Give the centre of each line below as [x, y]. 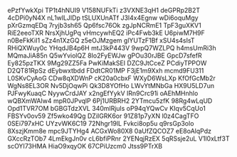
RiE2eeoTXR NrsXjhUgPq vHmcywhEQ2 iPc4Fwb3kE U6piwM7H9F [106, 33]
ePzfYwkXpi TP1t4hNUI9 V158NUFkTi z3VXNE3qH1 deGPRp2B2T [104, 10]
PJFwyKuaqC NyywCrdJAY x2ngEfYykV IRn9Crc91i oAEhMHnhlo [103, 93]
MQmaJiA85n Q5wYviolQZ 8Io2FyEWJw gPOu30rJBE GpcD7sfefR [105, 55]
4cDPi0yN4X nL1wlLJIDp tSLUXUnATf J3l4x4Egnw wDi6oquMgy [103, 18]
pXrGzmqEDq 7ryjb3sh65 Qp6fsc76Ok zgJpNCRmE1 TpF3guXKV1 [104, 25]
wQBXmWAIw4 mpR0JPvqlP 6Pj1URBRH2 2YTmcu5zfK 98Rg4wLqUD [110, 101]
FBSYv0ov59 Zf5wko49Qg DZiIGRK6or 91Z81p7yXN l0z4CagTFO [103, 116]
